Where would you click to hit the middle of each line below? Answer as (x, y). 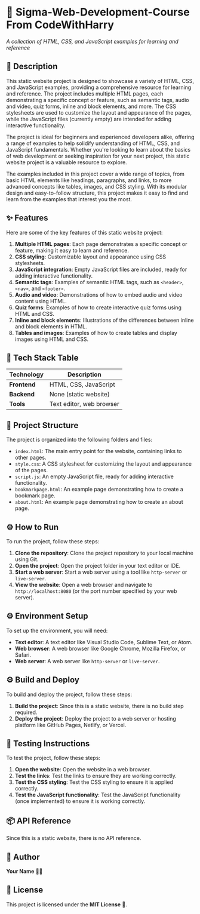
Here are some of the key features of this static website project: (84, 232)
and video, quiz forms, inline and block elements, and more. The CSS (91, 106)
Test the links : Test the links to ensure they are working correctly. (96, 776)
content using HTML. (41, 301)
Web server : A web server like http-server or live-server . (87, 661)
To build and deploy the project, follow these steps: (69, 694)
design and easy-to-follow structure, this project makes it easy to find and (97, 193)
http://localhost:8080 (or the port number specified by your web (96, 591)
